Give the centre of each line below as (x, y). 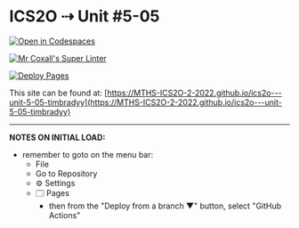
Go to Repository (66, 173)
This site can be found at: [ (58, 93)
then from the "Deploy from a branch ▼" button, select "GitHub (165, 206)
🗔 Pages (52, 192)
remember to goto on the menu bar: (88, 154)
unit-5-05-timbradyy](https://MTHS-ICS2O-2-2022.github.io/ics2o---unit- (145, 102)
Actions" (65, 215)
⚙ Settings (55, 183)
